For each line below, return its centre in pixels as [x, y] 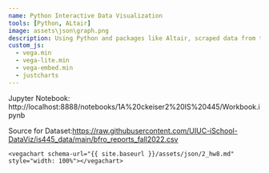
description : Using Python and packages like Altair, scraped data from [132, 38]
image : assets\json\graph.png [59, 30]
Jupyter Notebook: [39, 98]
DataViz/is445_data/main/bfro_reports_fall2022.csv [93, 139]
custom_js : [26, 46]
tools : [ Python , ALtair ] [50, 23]
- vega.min [34, 53]
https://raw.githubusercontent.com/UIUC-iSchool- [155, 131]
